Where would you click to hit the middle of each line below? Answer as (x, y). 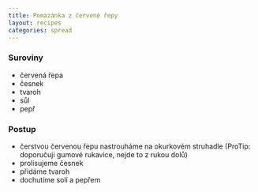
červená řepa (41, 75)
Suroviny (26, 58)
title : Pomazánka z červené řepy (63, 15)
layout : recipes (35, 23)
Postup (22, 129)
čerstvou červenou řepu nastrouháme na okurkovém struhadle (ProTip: (135, 146)
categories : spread (40, 30)
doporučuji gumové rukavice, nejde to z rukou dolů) (103, 154)
